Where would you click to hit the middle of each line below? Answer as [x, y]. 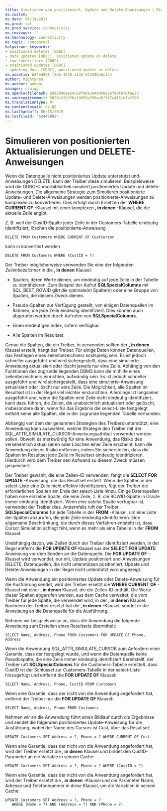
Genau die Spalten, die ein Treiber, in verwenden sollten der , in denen [77, 345]
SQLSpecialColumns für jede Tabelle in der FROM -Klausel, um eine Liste [81, 512]
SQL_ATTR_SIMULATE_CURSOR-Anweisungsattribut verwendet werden [78, 433]
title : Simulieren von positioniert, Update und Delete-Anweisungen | [80, 10]
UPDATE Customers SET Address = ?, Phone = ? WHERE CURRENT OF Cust [78, 737]
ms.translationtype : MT [30, 103]
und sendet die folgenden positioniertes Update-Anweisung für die [74, 722]
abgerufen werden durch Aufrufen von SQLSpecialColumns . [75, 316]
